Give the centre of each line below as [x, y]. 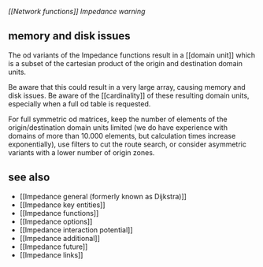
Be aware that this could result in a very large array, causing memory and [127, 87]
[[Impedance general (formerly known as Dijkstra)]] [103, 196]
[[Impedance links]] [51, 254]
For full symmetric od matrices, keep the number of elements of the [118, 119]
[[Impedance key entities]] [62, 205]
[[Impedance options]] [56, 221]
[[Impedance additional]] [60, 238]
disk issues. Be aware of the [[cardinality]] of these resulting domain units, [129, 95]
